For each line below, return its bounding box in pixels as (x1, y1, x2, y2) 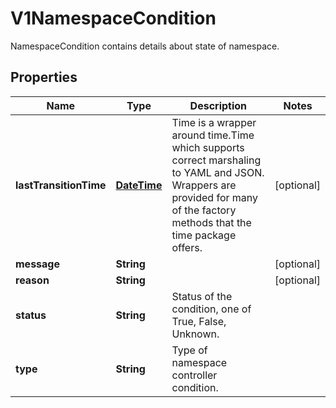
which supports (171, 140, 245, 154)
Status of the (171, 289, 233, 303)
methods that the (171, 215, 252, 229)
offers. (171, 240, 203, 254)
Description (189, 98, 248, 112)
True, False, (171, 314, 227, 328)
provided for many (171, 190, 258, 204)
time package (171, 228, 237, 242)
